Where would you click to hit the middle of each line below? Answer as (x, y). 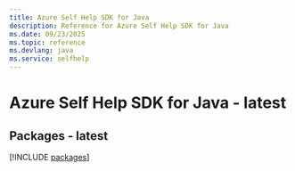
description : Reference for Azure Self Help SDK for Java (119, 26)
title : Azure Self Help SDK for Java (79, 17)
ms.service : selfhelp (49, 59)
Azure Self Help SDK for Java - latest (148, 103)
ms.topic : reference (48, 42)
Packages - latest (59, 136)
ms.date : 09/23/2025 (48, 34)
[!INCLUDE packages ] (49, 157)
